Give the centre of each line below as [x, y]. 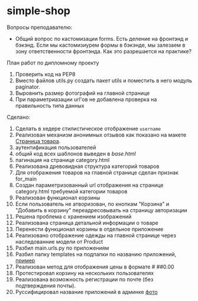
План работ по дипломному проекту [53, 63]
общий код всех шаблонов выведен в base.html [75, 153]
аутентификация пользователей [56, 147]
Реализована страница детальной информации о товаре [87, 222]
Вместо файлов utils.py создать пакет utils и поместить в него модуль [104, 80]
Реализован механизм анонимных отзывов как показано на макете [101, 135]
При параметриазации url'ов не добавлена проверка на [86, 99]
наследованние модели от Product [59, 241]
